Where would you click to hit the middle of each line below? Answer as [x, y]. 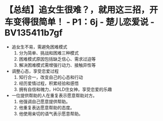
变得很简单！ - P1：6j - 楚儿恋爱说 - [84, 22]
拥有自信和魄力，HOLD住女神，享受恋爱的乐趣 [65, 89]
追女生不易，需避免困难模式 [39, 47]
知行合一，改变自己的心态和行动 [51, 77]
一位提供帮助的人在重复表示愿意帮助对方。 [54, 95]
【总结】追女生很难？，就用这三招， [77, 10]
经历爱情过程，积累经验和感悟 [49, 83]
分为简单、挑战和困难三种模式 [49, 53]
